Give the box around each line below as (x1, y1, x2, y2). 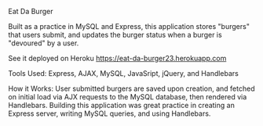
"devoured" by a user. (8, 38, 79, 48)
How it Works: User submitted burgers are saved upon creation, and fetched (8, 84, 255, 93)
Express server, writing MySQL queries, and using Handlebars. (8, 109, 211, 118)
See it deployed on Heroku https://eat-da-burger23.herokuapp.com (8, 54, 227, 63)
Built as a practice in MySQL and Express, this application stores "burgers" (8, 22, 250, 31)
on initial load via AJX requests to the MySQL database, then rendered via (8, 92, 247, 101)
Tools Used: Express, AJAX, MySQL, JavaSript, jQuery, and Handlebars (8, 69, 239, 77)
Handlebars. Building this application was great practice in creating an (8, 101, 236, 110)
